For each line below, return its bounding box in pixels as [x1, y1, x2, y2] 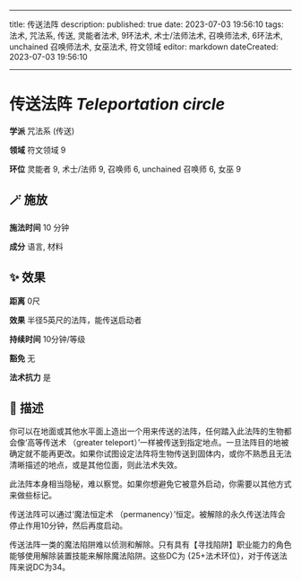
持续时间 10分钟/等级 [9, 333, 86, 344]
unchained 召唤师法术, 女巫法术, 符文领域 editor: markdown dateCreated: [9, 41, 279, 52]
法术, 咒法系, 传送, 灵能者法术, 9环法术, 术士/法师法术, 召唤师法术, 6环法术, [9, 31, 284, 40]
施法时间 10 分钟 [9, 222, 70, 233]
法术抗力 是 [9, 372, 51, 383]
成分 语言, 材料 [9, 241, 64, 251]
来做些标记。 [9, 490, 56, 501]
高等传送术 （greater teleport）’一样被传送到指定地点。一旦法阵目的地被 [26, 437, 289, 448]
